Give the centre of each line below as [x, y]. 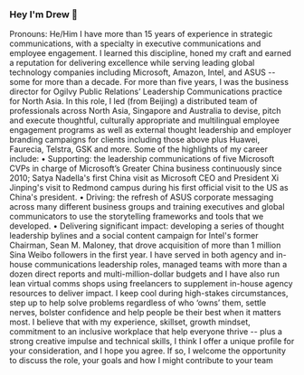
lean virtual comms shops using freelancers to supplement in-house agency [151, 284]
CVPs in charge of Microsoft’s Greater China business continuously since [146, 169]
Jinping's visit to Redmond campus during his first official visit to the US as [149, 188]
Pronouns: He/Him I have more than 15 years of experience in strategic [141, 34]
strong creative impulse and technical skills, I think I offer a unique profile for [152, 342]
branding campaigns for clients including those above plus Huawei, [135, 140]
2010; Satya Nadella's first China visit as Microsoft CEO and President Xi [144, 178]
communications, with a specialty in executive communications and [135, 43]
